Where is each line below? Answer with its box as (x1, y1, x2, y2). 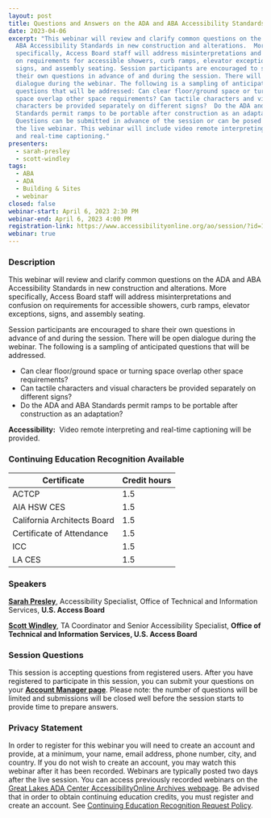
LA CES (12, 554, 41, 565)
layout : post (8, 11, 52, 20)
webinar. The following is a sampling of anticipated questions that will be (8, 342, 250, 352)
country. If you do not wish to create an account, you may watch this (8, 757, 236, 768)
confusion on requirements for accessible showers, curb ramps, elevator (8, 301, 250, 310)
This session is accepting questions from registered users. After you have (8, 668, 254, 677)
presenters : (8, 139, 48, 148)
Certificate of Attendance (12, 527, 109, 538)
